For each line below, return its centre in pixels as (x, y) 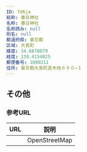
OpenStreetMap (50, 141)
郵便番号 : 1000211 (28, 62)
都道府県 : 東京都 (25, 40)
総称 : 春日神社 (23, 17)
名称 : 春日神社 (23, 23)
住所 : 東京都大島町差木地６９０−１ (44, 68)
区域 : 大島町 (20, 46)
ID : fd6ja (19, 12)
